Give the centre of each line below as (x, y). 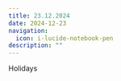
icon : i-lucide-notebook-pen (65, 38)
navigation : (28, 30)
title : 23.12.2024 (39, 16)
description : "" (35, 46)
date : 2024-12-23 (38, 23)
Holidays (23, 68)
